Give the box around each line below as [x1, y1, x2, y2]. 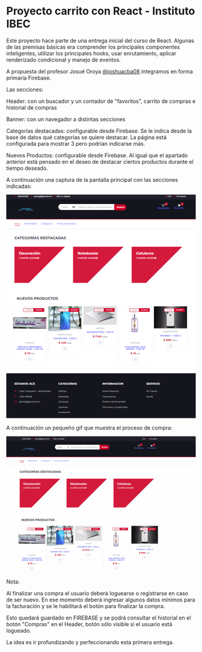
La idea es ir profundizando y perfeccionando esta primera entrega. [6, 639, 174, 646]
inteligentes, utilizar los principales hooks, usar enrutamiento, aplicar [6, 49, 177, 57]
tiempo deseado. [6, 164, 48, 172]
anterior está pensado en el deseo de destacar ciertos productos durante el [6, 158, 194, 165]
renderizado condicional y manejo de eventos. [6, 56, 121, 63]
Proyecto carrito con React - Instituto [6, 4, 195, 18]
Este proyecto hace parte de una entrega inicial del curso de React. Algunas [6, 37, 194, 44]
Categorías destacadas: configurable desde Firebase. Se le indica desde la [6, 127, 192, 134]
